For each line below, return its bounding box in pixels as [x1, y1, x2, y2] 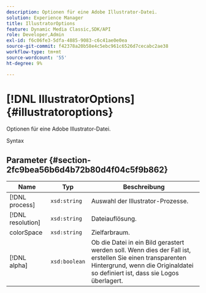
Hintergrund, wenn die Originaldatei [91, 261, 194, 270]
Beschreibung [123, 183, 165, 191]
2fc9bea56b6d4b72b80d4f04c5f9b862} [6, 164, 169, 175]
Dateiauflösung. [91, 215, 137, 223]
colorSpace [9, 228, 43, 237]
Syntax [6, 137, 25, 145]
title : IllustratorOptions [6, 20, 75, 26]
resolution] [9, 218, 41, 227]
